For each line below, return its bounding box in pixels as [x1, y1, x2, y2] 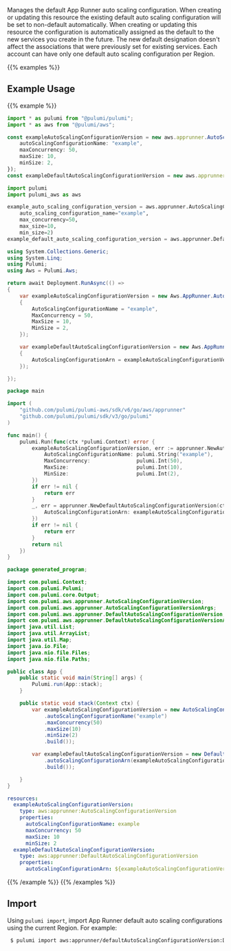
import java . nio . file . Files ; [7, 649, 91, 656]
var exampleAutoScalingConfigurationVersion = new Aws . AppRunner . [19, 293, 214, 300]
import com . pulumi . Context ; [7, 579, 88, 586]
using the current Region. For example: [7, 923, 118, 932]
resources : [7, 795, 38, 802]
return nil [32, 541, 63, 548]
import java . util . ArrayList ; [7, 630, 91, 637]
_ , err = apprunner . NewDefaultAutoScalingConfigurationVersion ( [32, 502, 220, 509]
